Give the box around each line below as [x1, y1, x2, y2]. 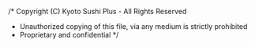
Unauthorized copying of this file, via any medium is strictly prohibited [19, 22, 248, 31]
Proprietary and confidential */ [19, 31, 119, 39]
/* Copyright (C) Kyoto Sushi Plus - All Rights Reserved [8, 7, 187, 16]
